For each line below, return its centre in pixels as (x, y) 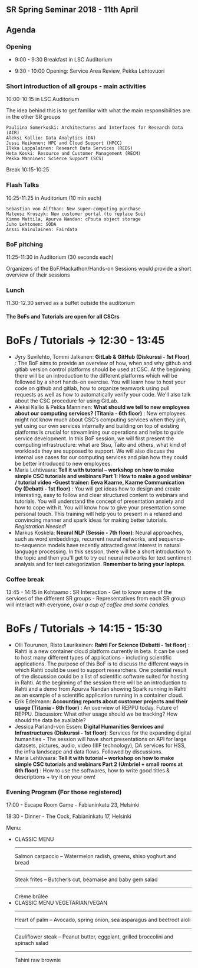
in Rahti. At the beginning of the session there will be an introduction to (100, 683)
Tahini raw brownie (38, 960)
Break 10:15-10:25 (28, 170)
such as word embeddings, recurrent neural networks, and (86, 539)
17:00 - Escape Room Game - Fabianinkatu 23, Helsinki (73, 805)
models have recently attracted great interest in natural (114, 545)
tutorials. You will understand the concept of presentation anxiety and (99, 501)
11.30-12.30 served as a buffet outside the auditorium (71, 303)
